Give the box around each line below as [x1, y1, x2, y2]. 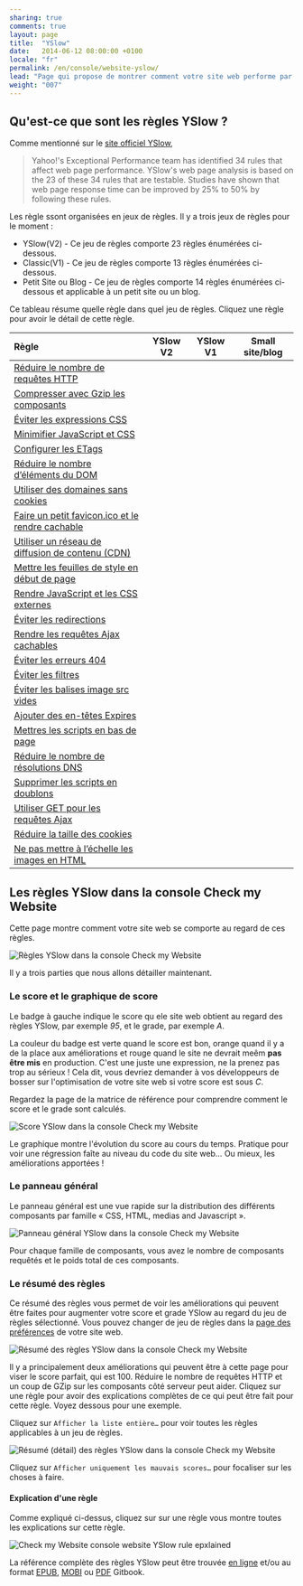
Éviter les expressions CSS [14, 413, 128, 426]
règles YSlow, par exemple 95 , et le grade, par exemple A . [9, 1020, 225, 1031]
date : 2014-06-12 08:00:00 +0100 [9, 47, 143, 56]
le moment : [9, 221, 54, 231]
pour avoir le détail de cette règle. [9, 314, 135, 324]
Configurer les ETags [14, 443, 104, 455]
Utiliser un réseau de [14, 535, 102, 548]
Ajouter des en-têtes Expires [14, 709, 137, 722]
